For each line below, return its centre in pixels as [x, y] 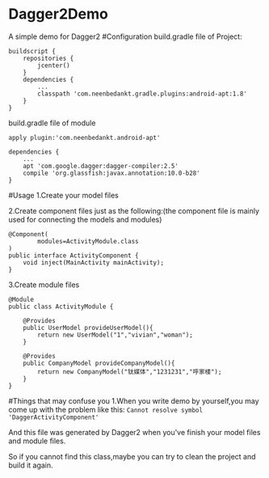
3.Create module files [44, 285]
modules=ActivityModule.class [88, 241]
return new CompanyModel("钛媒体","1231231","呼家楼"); [130, 372]
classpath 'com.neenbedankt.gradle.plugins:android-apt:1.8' [143, 94]
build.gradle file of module [52, 123]
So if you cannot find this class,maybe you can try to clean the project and [132, 456]
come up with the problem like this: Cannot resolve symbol [106, 409]
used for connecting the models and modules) [85, 219]
